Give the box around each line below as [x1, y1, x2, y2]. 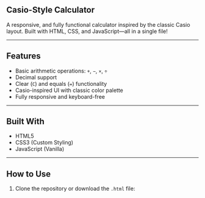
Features [6, 51, 41, 62]
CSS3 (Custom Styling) [15, 139, 74, 146]
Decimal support [15, 73, 57, 81]
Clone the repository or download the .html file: [15, 185, 135, 193]
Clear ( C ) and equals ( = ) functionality [15, 80, 107, 87]
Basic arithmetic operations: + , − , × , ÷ [15, 67, 108, 74]
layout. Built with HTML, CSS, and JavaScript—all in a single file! [6, 27, 168, 35]
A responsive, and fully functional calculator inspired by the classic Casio [6, 21, 190, 28]
